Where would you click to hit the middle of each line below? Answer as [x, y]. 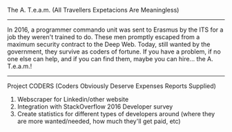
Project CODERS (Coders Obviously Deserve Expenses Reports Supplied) [112, 86]
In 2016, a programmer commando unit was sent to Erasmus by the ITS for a [115, 30]
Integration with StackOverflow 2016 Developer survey [95, 107]
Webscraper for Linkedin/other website [73, 99]
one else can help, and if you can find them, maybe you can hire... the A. [110, 59]
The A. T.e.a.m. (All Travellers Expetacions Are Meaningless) [93, 10]
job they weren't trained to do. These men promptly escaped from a [104, 37]
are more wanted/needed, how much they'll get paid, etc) [99, 121]
